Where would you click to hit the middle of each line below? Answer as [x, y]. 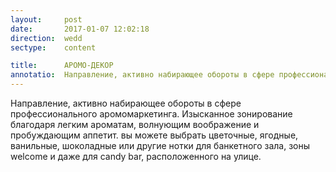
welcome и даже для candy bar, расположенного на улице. [136, 156]
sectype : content [53, 47]
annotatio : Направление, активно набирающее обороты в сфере [142, 75]
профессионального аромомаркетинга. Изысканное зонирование [151, 114]
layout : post [46, 19]
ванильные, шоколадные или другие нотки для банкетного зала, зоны [160, 145]
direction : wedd [46, 38]
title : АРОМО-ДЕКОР [62, 66]
